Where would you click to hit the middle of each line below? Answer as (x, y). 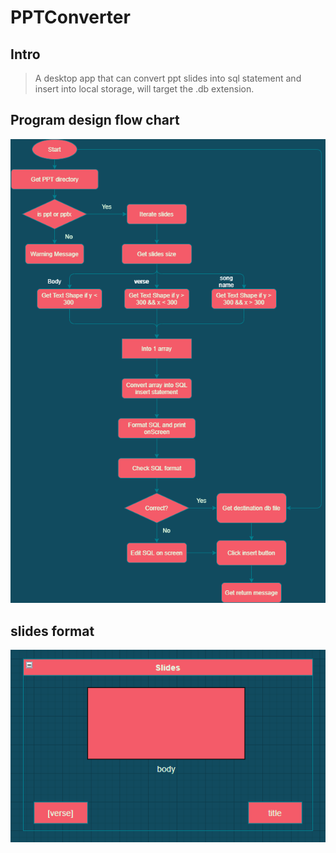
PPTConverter (70, 17)
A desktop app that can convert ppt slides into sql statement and (168, 78)
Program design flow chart (95, 120)
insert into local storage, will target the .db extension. (144, 89)
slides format (52, 631)
